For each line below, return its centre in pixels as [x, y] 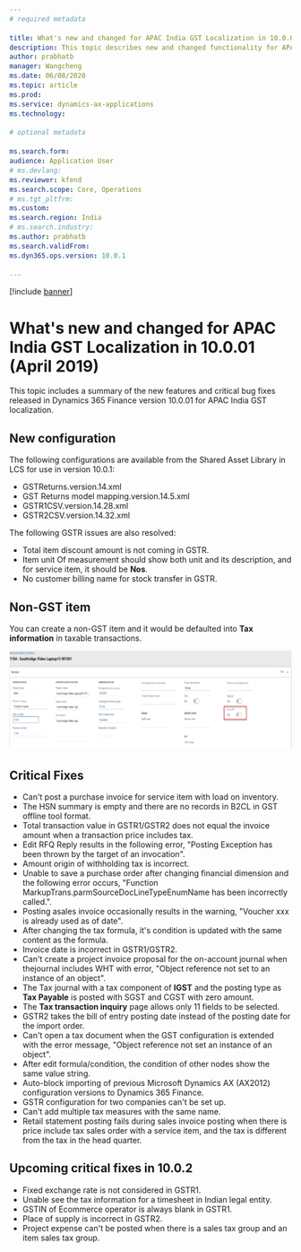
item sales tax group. [61, 1238]
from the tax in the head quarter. [82, 1140]
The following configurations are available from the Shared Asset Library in [148, 460]
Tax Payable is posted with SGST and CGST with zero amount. [138, 997]
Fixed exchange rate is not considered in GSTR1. [112, 1190]
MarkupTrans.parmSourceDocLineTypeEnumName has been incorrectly [155, 892]
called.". [37, 901]
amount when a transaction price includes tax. [108, 835]
